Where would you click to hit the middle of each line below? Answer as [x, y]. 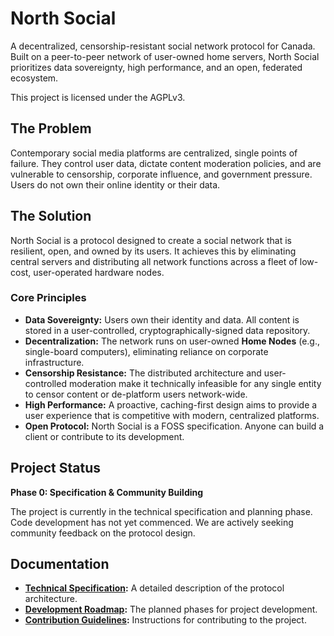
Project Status [56, 468]
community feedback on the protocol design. [103, 533]
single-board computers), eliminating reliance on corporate [146, 351]
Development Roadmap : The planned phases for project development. [171, 609]
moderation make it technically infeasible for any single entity [195, 383]
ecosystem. [34, 78]
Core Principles [48, 298]
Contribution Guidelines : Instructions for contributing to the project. [165, 620]
